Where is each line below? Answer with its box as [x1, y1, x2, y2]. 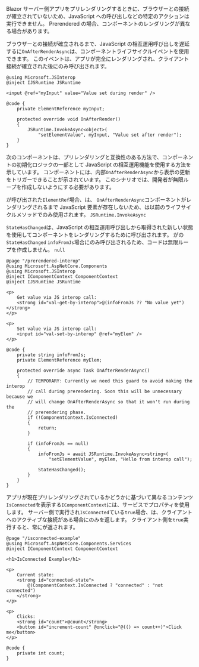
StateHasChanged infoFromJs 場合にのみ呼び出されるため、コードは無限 [6, 239, 178, 246]
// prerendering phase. [27, 409, 86, 415]
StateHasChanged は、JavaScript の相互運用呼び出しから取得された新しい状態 [6, 224, 194, 231]
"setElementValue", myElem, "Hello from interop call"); [48, 456, 193, 462]
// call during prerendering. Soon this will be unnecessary [27, 388, 182, 394]
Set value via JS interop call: [17, 326, 97, 332]
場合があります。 [11, 27, 53, 35]
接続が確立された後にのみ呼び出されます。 [6, 63, 110, 70]
